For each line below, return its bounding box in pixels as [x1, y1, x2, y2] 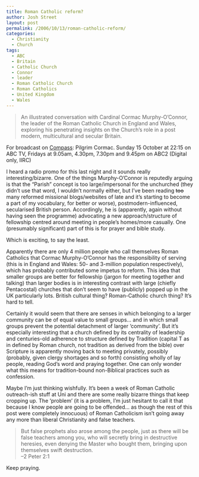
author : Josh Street [6, 14, 58, 20]
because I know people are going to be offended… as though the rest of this [6, 403, 192, 410]
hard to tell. [6, 298, 34, 305]
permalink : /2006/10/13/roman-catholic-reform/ [6, 25, 127, 31]
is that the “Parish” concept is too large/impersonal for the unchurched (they [6, 181, 194, 188]
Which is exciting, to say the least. [6, 236, 90, 244]
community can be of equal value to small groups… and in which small [6, 316, 178, 323]
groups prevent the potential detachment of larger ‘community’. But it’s [6, 322, 179, 330]
